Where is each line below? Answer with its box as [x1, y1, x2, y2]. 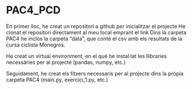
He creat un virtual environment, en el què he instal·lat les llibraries [6, 52, 167, 59]
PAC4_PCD [6, 3, 61, 17]
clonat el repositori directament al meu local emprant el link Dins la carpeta [6, 29, 187, 35]
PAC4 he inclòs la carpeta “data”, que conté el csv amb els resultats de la [6, 35, 183, 42]
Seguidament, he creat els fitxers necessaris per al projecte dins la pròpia [6, 70, 184, 77]
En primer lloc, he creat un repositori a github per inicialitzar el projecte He [6, 23, 186, 30]
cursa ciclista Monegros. [6, 41, 66, 48]
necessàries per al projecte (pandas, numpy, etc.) [6, 59, 126, 66]
